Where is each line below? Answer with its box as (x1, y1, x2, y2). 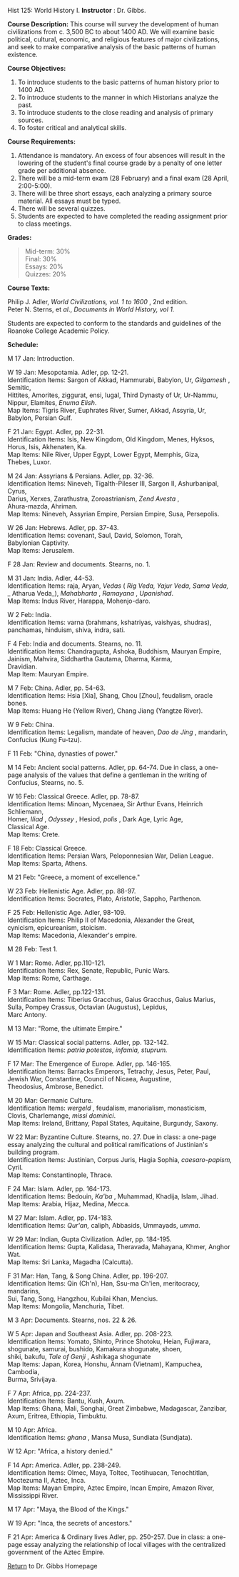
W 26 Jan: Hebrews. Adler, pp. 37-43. (7, 524, 119, 531)
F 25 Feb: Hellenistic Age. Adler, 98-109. (7, 908, 126, 916)
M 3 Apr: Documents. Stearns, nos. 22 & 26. (7, 1316, 137, 1324)
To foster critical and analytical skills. (17, 124, 127, 131)
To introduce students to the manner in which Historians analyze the (17, 93, 219, 101)
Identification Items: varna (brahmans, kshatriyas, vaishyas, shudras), (7, 618, 212, 626)
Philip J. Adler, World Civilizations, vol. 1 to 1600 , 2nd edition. (7, 298, 188, 306)
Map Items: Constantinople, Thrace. (7, 1171, 113, 1179)
